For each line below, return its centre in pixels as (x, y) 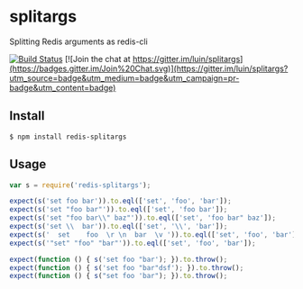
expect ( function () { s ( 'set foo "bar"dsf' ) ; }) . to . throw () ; (127, 267)
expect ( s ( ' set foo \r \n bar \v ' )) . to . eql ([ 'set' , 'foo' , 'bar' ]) (155, 235)
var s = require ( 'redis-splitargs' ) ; (80, 185)
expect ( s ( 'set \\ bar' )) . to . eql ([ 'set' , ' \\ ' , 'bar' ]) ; (119, 227)
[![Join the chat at (97, 59)
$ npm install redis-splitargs (68, 137)
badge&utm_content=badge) (63, 87)
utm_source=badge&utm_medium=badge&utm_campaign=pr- (124, 77)
